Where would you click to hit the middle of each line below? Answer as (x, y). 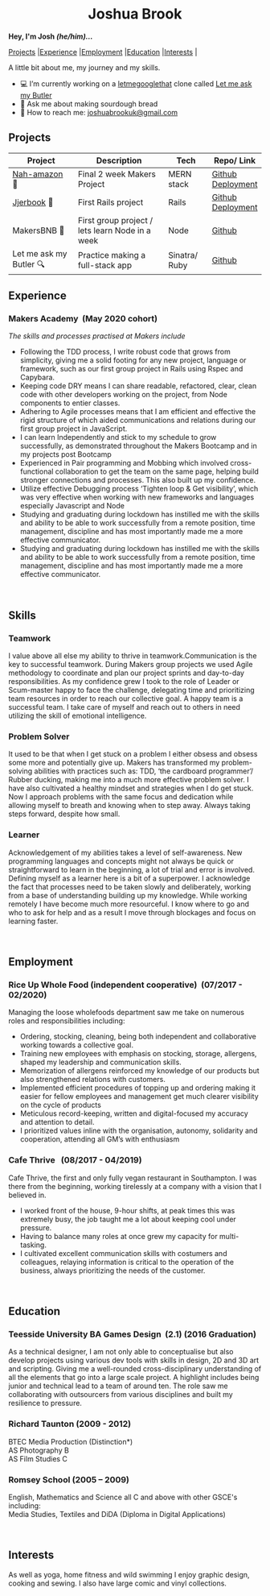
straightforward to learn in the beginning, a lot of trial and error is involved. (132, 869)
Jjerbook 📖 (33, 202)
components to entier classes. (70, 403)
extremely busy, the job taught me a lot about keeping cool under (128, 1219)
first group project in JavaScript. (74, 429)
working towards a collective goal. (77, 1045)
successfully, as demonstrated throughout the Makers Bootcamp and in (138, 446)
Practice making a (112, 255)
